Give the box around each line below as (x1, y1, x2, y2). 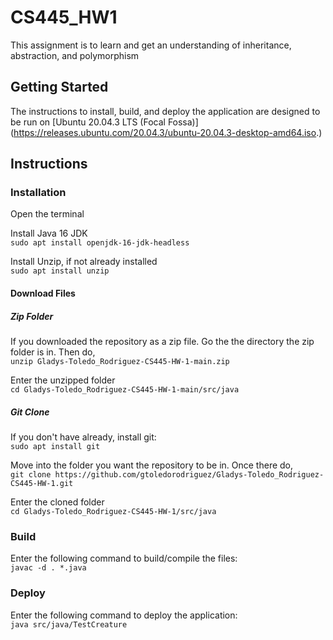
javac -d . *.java (10, 563, 87, 573)
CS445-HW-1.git (10, 478, 74, 488)
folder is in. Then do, (10, 346, 96, 358)
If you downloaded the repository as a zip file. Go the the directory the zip (10, 336, 315, 347)
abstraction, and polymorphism (10, 49, 140, 61)
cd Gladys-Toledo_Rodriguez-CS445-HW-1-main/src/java (10, 385, 240, 395)
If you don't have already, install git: (10, 431, 157, 443)
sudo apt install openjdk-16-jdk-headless (10, 238, 190, 248)
